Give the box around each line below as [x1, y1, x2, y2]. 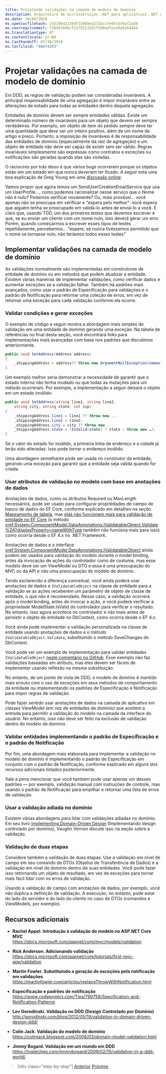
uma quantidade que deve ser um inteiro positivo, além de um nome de [5, 128, 150, 134]
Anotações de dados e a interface [5, 542, 74, 548]
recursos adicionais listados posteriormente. [5, 766, 96, 772]
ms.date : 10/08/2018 [5, 16, 48, 21]
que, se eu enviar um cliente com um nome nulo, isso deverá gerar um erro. [5, 215, 160, 221]
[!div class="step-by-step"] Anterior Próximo [17, 1064, 109, 1070]
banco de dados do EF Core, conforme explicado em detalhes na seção [5, 506, 152, 512]
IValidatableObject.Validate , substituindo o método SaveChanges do [5, 635, 149, 640]
